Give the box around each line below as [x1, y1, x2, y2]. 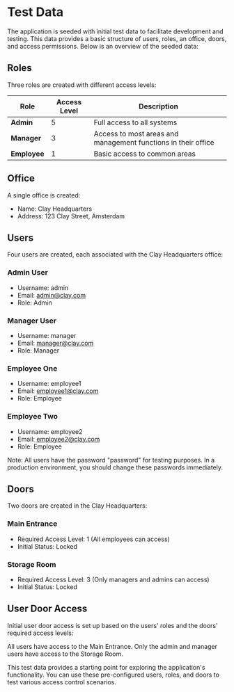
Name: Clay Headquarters [17, 204, 93, 213]
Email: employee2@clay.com [17, 435, 100, 443]
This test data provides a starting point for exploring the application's [7, 663, 205, 671]
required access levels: [7, 629, 74, 637]
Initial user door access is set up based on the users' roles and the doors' [7, 621, 218, 629]
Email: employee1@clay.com [17, 387, 99, 395]
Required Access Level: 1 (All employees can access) [17, 535, 171, 543]
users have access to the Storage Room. [7, 650, 124, 658]
